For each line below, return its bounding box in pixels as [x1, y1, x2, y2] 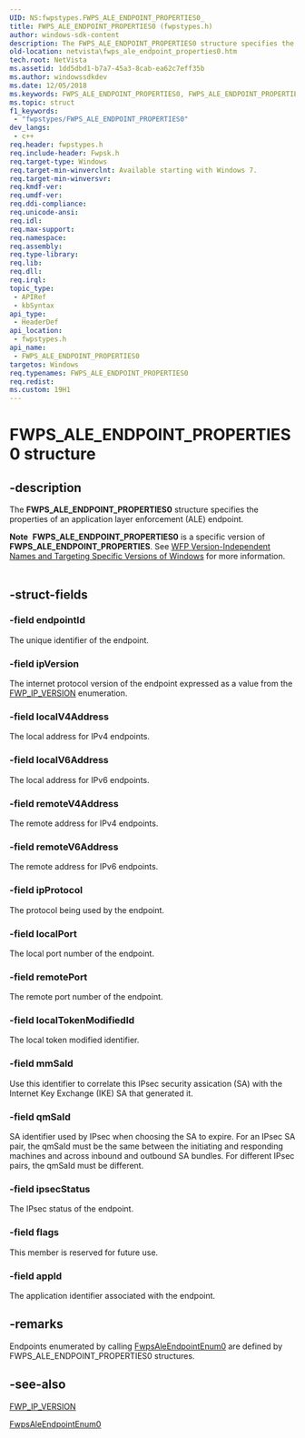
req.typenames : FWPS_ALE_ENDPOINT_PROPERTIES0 [9, 368, 189, 377]
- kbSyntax [13, 301, 54, 310]
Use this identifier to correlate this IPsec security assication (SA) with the [9, 1078, 283, 1089]
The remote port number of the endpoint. [9, 991, 163, 1002]
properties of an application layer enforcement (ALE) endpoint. [9, 514, 244, 525]
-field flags [9, 1226, 60, 1239]
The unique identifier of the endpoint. [9, 634, 150, 646]
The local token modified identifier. [9, 1034, 140, 1046]
